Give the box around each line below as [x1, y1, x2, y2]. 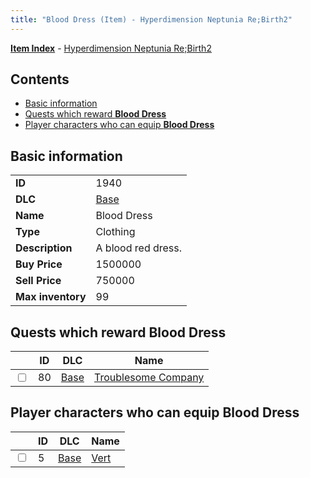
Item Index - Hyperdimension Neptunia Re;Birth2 [10, 42, 212, 54]
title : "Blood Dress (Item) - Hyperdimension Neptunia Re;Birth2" [10, 14, 293, 25]
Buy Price [15, 257, 63, 271]
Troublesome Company [93, 371, 205, 385]
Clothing [95, 225, 136, 239]
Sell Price [15, 274, 62, 288]
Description [15, 241, 73, 255]
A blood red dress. [95, 241, 183, 255]
